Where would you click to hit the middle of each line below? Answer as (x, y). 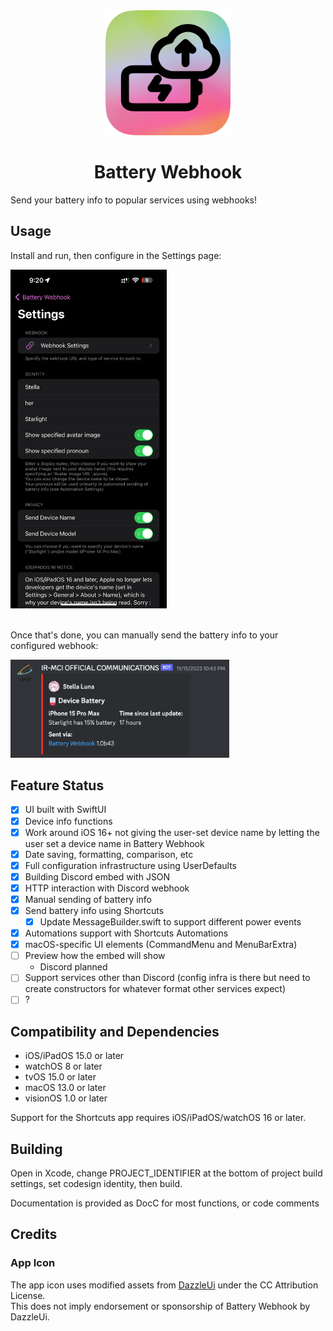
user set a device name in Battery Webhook (114, 843)
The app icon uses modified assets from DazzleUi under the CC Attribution (164, 1285)
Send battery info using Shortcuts (94, 910)
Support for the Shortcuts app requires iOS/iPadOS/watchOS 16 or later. (158, 1118)
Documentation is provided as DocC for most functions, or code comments (165, 1203)
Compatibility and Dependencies (115, 1031)
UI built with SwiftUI (65, 810)
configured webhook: (54, 646)
